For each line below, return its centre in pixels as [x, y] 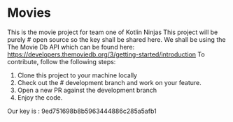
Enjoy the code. [40, 97]
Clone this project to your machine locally [77, 75]
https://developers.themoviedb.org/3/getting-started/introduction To [106, 54]
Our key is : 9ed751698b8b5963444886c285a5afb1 [82, 111]
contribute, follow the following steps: [62, 61]
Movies [29, 13]
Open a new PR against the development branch [87, 90]
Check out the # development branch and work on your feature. [109, 82]
